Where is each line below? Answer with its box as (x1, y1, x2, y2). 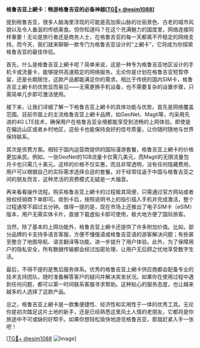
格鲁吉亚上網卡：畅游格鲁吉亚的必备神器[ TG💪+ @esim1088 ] (6, 6, 155, 13)
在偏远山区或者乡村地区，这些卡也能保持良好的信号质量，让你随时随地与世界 (6, 126, 194, 133)
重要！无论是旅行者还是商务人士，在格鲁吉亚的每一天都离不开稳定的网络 (11, 33, 189, 41)
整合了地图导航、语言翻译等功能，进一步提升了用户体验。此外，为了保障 (11, 238, 189, 245)
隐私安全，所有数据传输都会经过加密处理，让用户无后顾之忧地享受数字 (16, 246, 189, 253)
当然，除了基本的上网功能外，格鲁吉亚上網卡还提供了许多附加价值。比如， (6, 223, 189, 230)
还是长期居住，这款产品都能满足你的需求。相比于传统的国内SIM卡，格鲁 (16, 76, 193, 83)
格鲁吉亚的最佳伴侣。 (6, 48, 58, 55)
